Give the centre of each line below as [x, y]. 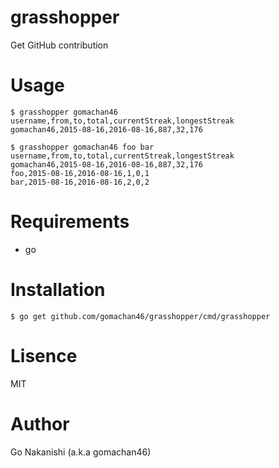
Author [40, 423]
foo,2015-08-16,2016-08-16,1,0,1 [80, 173]
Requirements [70, 222]
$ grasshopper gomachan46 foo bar [82, 147]
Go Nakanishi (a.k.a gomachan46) [81, 452]
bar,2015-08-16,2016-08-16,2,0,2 [80, 182]
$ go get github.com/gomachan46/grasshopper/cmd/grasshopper [140, 316]
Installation [58, 290]
